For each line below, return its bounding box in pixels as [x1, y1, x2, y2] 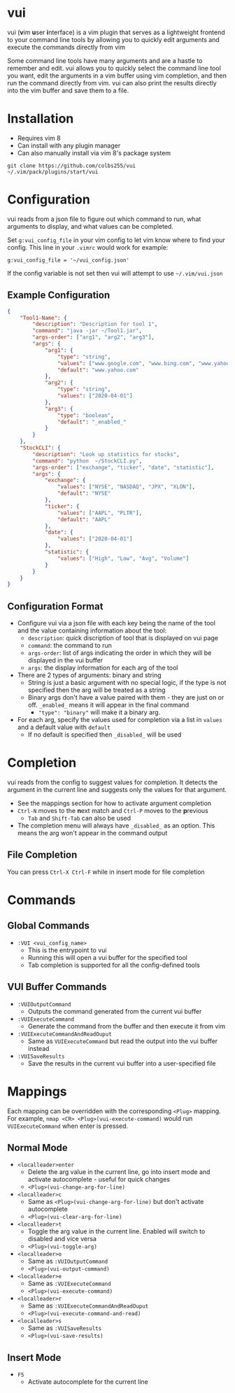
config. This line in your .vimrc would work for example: [7, 243, 169, 251]
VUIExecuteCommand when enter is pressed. [7, 1122, 129, 1130]
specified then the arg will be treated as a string [27, 686, 166, 694]
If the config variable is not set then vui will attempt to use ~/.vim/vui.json [7, 269, 223, 277]
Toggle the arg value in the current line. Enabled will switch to [27, 1227, 206, 1236]
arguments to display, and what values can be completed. [7, 222, 173, 230]
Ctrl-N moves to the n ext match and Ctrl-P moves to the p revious [17, 807, 208, 814]
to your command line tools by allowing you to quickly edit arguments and [7, 35, 220, 43]
